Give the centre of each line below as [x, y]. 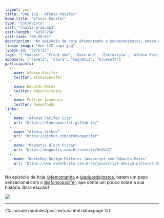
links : [12, 109]
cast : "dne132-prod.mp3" [30, 28]
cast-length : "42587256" [30, 32]
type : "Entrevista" [25, 23]
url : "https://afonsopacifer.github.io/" [56, 123]
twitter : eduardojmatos [38, 91]
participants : [20, 64]
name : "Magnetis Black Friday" [46, 145]
